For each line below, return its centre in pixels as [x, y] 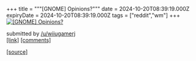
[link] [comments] [29, 40]
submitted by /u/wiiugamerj [41, 34]
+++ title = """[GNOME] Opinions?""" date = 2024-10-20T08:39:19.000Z [98, 9]
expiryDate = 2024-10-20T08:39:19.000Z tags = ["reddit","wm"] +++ [93, 15]
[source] [17, 52]
